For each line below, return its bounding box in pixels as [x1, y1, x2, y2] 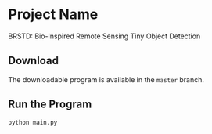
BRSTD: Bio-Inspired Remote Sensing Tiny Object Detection [8, 31, 201, 41]
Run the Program [8, 98, 92, 111]
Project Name [8, 5, 99, 24]
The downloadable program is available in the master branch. [8, 74, 205, 84]
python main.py [8, 118, 58, 126]
